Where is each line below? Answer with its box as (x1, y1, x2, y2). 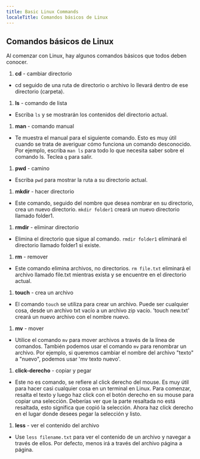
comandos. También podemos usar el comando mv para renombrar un (14, 343, 187, 350)
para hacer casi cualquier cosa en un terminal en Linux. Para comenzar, (14, 385, 192, 392)
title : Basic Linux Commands (6, 8, 79, 15)
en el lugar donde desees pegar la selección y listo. (14, 410, 142, 418)
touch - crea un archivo (14, 289, 73, 296)
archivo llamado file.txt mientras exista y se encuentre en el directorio (14, 271, 187, 278)
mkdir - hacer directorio (14, 188, 75, 195)
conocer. (6, 58, 28, 66)
